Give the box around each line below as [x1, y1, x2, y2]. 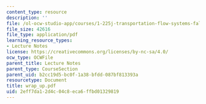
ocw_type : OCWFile [6, 54, 53, 61]
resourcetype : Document [6, 77, 67, 83]
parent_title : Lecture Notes [6, 60, 81, 66]
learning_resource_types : [6, 37, 72, 43]
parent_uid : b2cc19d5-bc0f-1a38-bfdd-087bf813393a [6, 72, 139, 78]
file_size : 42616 [6, 26, 51, 32]
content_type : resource [6, 9, 67, 15]
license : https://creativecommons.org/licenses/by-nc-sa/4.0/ [6, 49, 169, 55]
